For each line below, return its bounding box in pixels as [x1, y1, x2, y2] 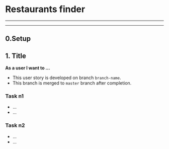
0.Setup [5, 34, 31, 43]
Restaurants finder [5, 4, 86, 15]
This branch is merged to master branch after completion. [12, 80, 132, 86]
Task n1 [5, 93, 24, 100]
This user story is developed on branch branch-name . [12, 74, 121, 81]
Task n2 [5, 122, 25, 129]
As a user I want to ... [5, 65, 50, 71]
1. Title [5, 51, 27, 60]
